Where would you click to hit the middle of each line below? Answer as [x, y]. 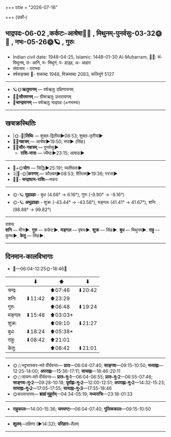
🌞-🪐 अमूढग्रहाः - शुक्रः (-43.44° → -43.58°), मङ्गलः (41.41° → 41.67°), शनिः [84, 202]
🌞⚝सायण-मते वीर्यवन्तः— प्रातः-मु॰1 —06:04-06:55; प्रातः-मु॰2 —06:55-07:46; [82, 377]
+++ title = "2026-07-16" [32, 7]
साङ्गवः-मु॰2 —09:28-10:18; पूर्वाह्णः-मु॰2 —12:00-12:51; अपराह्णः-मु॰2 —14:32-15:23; [89, 383]
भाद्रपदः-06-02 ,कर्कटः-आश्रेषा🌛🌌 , [50, 33]
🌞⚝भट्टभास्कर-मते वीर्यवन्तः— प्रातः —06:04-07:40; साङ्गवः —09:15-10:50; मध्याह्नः [86, 365]
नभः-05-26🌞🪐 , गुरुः [45, 42]
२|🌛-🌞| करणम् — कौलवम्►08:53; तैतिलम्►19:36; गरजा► [65, 173]
